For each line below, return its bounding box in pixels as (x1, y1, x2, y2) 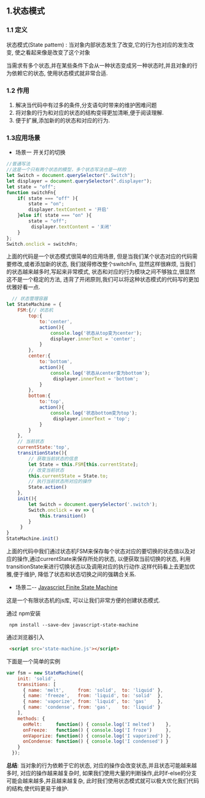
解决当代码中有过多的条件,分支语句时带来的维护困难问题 (15, 101, 157, 109)
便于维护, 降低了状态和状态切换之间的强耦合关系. (13, 571, 137, 578)
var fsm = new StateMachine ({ (6, 670, 84, 676)
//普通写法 (6, 161, 31, 167)
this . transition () (39, 512, 87, 519)
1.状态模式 (6, 6, 45, 17)
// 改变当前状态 (28, 467, 64, 473)
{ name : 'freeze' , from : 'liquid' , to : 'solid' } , (22, 693, 164, 699)
